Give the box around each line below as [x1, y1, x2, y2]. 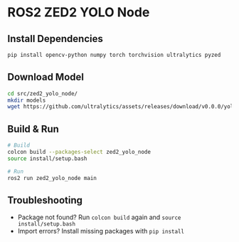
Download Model [7, 71, 84, 83]
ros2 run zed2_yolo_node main [7, 174, 97, 181]
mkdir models [7, 97, 46, 104]
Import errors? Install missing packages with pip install [17, 227, 185, 236]
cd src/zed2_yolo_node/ [7, 90, 78, 97]
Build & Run [7, 122, 59, 135]
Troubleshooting [7, 194, 83, 206]
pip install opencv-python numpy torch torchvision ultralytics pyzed [7, 51, 221, 58]
